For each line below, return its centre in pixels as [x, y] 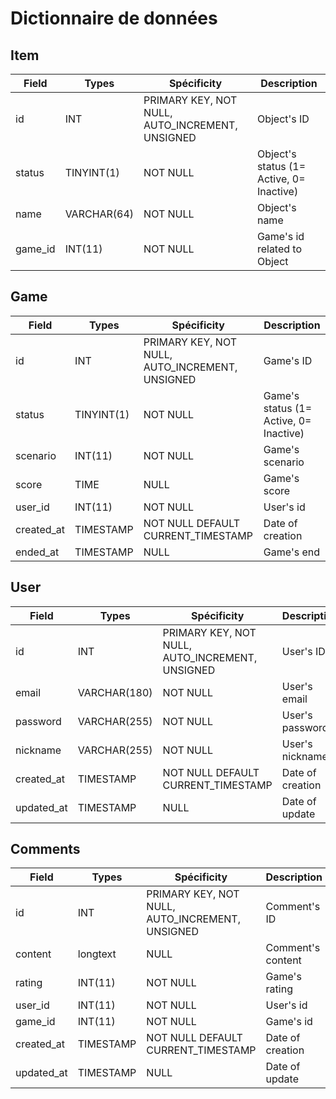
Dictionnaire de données [114, 18]
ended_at [37, 552]
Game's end [291, 552]
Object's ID [283, 119]
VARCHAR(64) [99, 214]
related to [279, 249]
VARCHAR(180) [115, 692]
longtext [97, 954]
